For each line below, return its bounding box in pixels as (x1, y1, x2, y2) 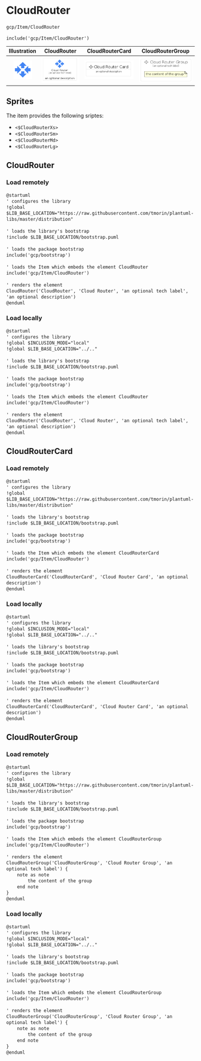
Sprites (6, 96, 34, 106)
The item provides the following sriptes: (6, 112, 104, 120)
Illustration (8, 47, 37, 54)
